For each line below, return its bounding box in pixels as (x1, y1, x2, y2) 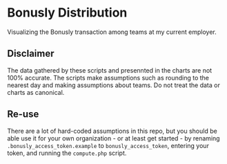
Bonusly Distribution (7, 5, 128, 21)
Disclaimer (7, 48, 55, 60)
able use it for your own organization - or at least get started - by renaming (7, 134, 220, 143)
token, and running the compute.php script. (7, 149, 127, 157)
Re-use (7, 109, 39, 120)
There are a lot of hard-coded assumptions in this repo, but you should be (7, 127, 217, 135)
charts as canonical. (7, 88, 65, 96)
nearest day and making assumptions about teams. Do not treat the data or (7, 81, 221, 89)
